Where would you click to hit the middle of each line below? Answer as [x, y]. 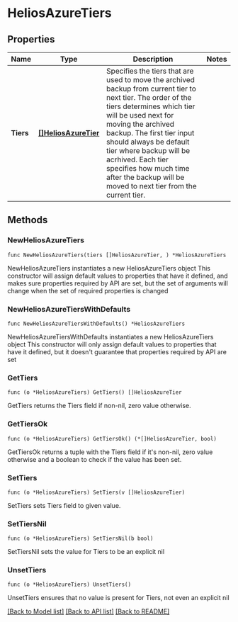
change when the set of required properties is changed [88, 290]
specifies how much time [148, 168]
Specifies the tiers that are [150, 71]
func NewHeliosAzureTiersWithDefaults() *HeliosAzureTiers [96, 324]
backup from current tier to [151, 89]
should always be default [148, 142]
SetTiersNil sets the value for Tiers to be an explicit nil [86, 552]
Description [153, 59]
